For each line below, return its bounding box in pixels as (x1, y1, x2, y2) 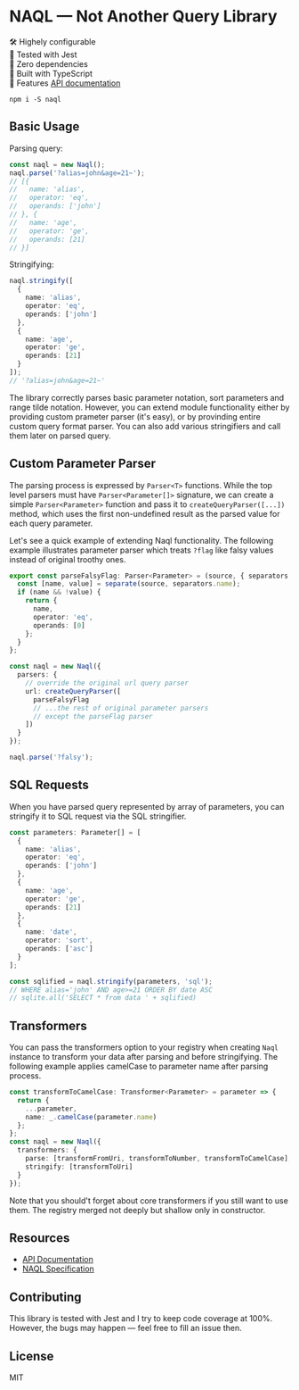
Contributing (9, 1289, 82, 1304)
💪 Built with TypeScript (9, 68, 93, 79)
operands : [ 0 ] (32, 620, 86, 630)
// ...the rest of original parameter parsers (32, 703, 209, 712)
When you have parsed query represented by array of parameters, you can (9, 801, 285, 812)
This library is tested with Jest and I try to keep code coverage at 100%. (9, 1313, 273, 1324)
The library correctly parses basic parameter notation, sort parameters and (9, 392, 285, 403)
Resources (9, 1230, 70, 1245)
